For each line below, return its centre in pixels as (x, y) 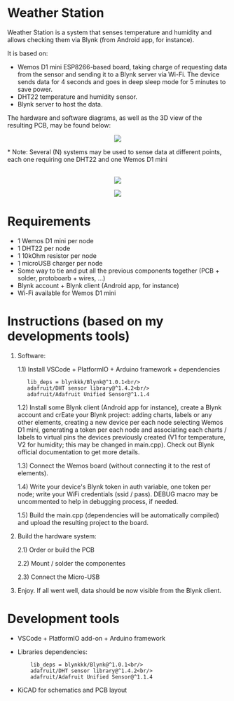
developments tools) (69, 336)
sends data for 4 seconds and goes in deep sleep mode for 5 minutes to (122, 81)
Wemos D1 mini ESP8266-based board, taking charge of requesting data (122, 67)
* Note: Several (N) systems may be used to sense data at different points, (115, 151)
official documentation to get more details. (78, 452)
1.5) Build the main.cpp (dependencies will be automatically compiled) (118, 515)
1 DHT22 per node (44, 248)
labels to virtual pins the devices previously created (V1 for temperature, (121, 437)
